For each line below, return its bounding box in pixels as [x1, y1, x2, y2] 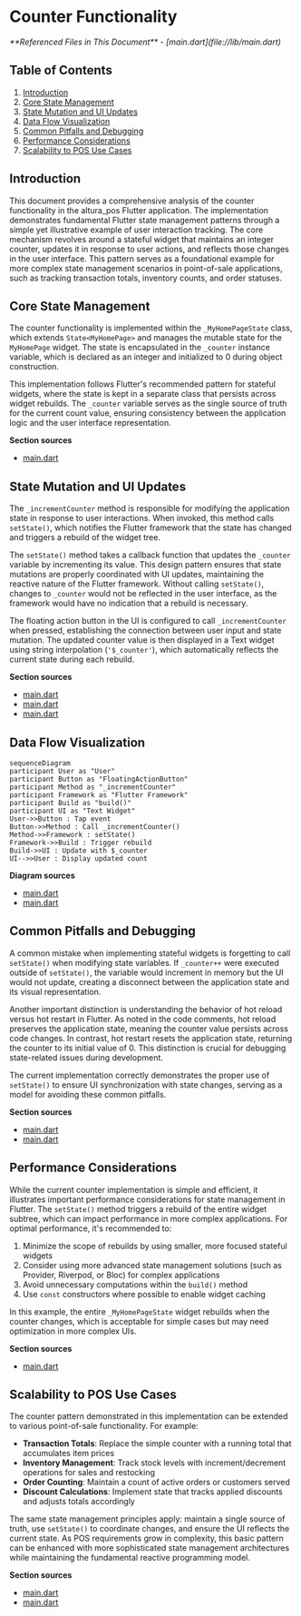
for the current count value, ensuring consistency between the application [9, 408, 286, 419]
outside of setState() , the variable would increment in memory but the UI [9, 967, 284, 978]
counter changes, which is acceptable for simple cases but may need [9, 1315, 269, 1326]
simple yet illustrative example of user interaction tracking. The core [9, 224, 264, 235]
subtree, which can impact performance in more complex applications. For [9, 1213, 288, 1224]
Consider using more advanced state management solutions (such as [22, 1259, 283, 1270]
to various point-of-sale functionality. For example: [9, 1421, 199, 1432]
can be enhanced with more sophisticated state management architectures [9, 1542, 290, 1553]
